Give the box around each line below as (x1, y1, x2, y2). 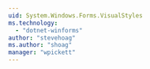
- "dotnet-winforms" (15, 26, 83, 34)
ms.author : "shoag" (8, 41, 73, 49)
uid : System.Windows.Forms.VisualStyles (8, 11, 144, 20)
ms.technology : (8, 19, 58, 27)
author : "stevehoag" (8, 33, 77, 42)
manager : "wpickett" (8, 48, 77, 56)
